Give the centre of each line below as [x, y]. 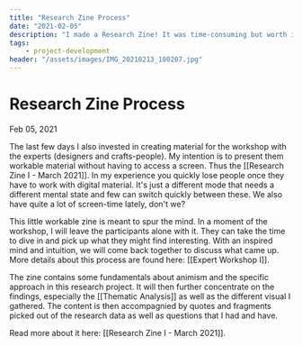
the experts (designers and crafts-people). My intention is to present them [147, 156]
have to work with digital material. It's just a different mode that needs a [142, 185]
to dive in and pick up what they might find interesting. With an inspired [141, 241]
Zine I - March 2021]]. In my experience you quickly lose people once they [147, 175]
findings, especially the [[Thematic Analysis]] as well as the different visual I [150, 296]
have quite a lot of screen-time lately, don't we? [98, 204]
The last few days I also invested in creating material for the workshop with [148, 146]
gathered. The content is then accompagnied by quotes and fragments [140, 305]
